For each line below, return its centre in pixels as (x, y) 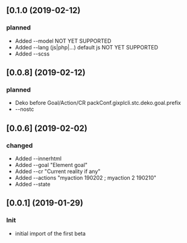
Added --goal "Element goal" (51, 165)
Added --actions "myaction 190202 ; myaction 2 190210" (86, 178)
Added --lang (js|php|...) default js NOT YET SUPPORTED (87, 47)
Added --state (33, 185)
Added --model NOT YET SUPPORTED (63, 41)
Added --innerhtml (38, 159)
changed (20, 145)
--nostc (24, 109)
